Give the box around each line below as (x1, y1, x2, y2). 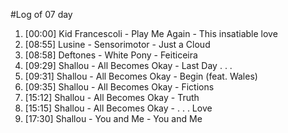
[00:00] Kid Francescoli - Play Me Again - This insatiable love (24, 28, 278, 39)
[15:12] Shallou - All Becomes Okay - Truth (24, 92, 200, 103)
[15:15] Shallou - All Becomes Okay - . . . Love (24, 102, 213, 114)
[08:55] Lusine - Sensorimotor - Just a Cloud (24, 39, 211, 50)
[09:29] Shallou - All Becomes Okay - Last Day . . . (24, 60, 233, 71)
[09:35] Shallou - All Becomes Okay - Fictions (24, 81, 215, 93)
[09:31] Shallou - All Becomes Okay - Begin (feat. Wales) (24, 70, 258, 82)
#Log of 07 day (10, 9, 73, 20)
